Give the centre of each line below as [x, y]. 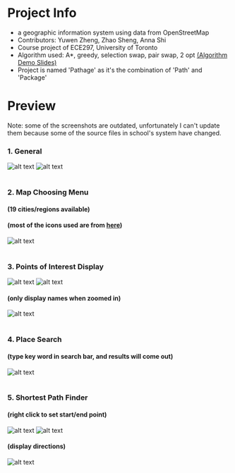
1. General [25, 151]
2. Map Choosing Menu [48, 192]
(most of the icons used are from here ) [65, 225]
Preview [32, 106]
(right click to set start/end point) [57, 414]
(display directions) [36, 446]
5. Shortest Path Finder [48, 398]
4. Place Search [35, 340]
